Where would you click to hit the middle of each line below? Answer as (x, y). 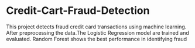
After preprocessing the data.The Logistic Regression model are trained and (97, 32)
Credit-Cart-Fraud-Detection (78, 11)
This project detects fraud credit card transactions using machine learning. (96, 27)
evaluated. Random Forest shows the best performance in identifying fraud (97, 39)
